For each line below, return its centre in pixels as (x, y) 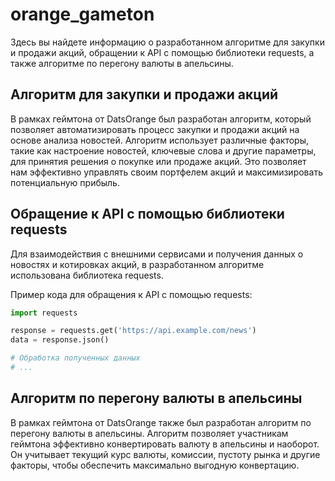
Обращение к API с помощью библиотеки (147, 214)
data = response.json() (60, 340)
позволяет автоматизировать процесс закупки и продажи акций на (155, 129)
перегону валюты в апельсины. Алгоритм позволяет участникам (149, 433)
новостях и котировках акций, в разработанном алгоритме (137, 264)
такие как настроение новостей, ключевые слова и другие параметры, (163, 150)
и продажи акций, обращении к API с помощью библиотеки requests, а (162, 52)
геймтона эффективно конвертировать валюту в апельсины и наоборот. (165, 444)
